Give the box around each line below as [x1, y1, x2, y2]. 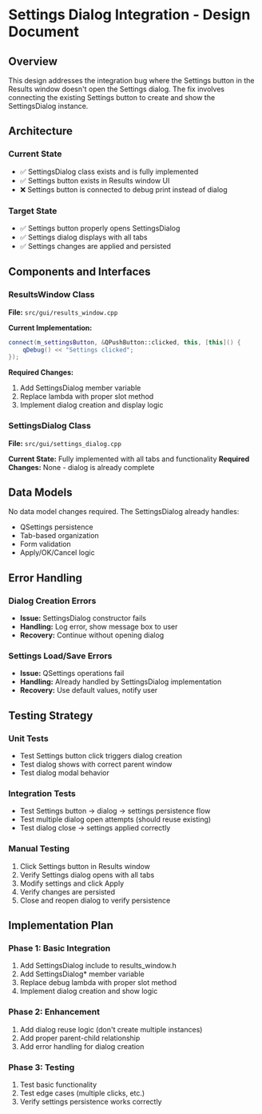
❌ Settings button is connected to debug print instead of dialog [19, 184, 228, 194]
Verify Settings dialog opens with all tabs [19, 870, 155, 879]
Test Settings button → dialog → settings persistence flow [19, 806, 211, 816]
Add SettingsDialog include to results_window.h [19, 961, 177, 971]
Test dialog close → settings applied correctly [19, 823, 171, 833]
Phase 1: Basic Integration [8, 943, 111, 954]
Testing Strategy [8, 709, 93, 722]
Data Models [8, 485, 73, 499]
